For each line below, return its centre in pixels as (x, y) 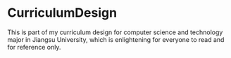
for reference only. (34, 47)
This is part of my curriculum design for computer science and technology (115, 32)
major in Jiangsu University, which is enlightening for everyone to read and (116, 39)
